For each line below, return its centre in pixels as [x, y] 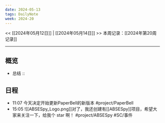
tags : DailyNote [22, 14]
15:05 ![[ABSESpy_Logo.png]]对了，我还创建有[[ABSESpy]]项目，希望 [82, 109]
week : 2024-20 [20, 19]
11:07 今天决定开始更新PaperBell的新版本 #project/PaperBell [73, 103]
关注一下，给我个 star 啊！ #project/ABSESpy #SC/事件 [77, 115]
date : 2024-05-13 [23, 10]
